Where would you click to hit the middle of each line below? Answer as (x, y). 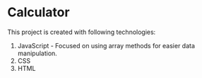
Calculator (38, 12)
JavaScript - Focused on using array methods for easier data (106, 45)
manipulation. (37, 53)
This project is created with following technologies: (82, 32)
